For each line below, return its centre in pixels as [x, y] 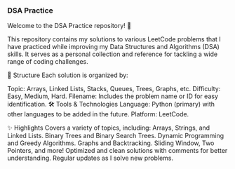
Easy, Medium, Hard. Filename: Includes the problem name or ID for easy [113, 96]
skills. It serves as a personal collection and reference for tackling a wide [113, 54]
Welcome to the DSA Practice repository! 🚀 [69, 26]
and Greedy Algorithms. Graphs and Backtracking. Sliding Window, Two [111, 143]
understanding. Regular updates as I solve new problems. [90, 158]
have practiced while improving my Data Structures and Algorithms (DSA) [113, 47]
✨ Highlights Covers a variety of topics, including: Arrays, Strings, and [109, 128]
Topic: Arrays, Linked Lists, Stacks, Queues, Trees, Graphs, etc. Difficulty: [114, 89]
